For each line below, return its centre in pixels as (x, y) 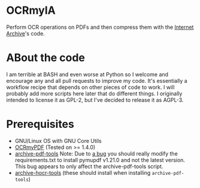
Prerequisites (40, 124)
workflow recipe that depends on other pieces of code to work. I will (90, 87)
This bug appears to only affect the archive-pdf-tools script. (89, 166)
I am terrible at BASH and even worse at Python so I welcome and (87, 74)
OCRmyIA (31, 11)
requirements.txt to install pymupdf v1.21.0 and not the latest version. (100, 160)
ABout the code (46, 58)
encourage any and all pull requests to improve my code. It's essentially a (97, 80)
